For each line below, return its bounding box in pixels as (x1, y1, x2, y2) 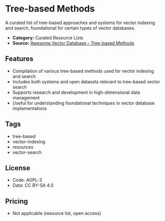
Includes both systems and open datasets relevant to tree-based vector (12, 78, 160, 84)
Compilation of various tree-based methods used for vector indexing (12, 68, 154, 74)
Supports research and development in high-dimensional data (12, 89, 140, 95)
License (5, 164, 30, 172)
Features (5, 55, 33, 63)
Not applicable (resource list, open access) (12, 210, 101, 216)
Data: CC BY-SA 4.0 (12, 182, 54, 188)
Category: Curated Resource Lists (12, 35, 83, 41)
